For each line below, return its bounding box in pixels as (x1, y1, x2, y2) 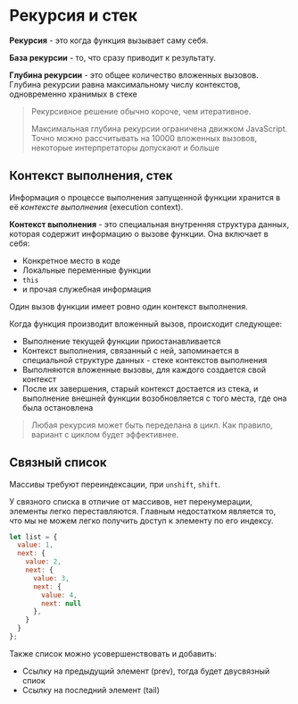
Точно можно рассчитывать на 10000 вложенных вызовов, (30, 132, 257, 143)
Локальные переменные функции (21, 265, 152, 276)
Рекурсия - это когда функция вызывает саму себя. (9, 35, 209, 46)
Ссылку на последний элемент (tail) (21, 684, 161, 695)
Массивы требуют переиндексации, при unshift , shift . (9, 479, 221, 489)
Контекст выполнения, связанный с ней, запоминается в (21, 345, 239, 356)
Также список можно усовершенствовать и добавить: (9, 648, 217, 658)
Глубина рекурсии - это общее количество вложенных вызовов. (9, 69, 259, 81)
